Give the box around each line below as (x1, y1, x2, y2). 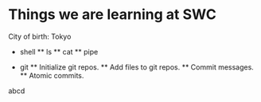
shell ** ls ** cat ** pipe (19, 47, 99, 56)
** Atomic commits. (19, 70, 84, 80)
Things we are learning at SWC (8, 6, 216, 24)
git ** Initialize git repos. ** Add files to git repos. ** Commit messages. (19, 62, 255, 72)
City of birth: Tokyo (8, 32, 72, 41)
